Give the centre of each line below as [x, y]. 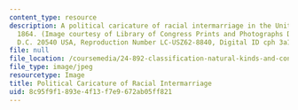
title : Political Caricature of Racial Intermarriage [111, 83]
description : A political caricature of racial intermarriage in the [141, 26]
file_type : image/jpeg [51, 67]
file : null [29, 51]
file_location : [37, 59]
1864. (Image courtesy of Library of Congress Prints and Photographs [150, 34]
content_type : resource [53, 17]
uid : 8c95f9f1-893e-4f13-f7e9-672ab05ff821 [91, 91]
